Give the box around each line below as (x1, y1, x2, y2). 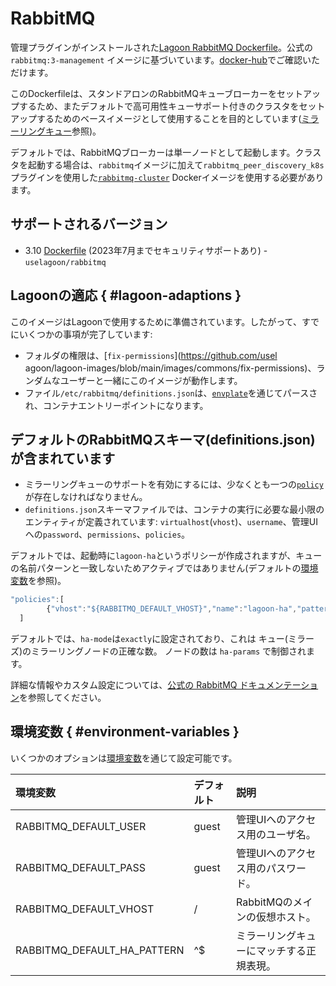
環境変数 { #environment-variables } (10, 723, 240, 741)
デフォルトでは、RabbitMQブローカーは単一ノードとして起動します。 (10, 146, 296, 158)
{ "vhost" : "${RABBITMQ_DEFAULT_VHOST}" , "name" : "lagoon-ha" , (46, 604, 298, 614)
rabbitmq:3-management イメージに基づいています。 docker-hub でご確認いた (10, 53, 320, 66)
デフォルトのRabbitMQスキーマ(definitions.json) (10, 431, 316, 448)
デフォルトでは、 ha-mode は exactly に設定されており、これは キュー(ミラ (10, 633, 306, 644)
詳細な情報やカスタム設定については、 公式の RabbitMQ (10, 679, 238, 691)
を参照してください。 (19, 692, 107, 703)
